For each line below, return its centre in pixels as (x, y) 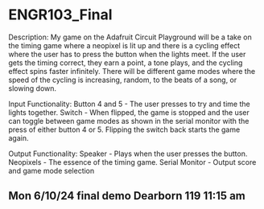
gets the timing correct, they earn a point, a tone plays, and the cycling (126, 63)
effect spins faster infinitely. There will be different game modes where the (132, 71)
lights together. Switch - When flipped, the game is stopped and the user (129, 112)
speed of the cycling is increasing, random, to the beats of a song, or (123, 80)
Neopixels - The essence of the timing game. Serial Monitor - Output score (132, 162)
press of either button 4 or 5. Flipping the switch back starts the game (124, 129)
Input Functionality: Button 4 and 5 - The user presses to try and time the (130, 104)
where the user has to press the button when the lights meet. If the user (127, 54)
